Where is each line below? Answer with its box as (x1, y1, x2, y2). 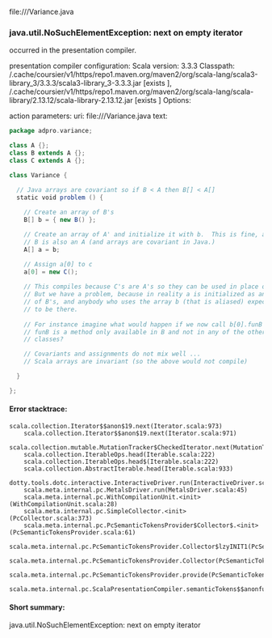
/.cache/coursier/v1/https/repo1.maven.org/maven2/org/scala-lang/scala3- (9, 70, 258, 79)
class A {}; (9, 142, 49, 150)
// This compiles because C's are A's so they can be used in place (23, 283, 259, 291)
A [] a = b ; (23, 245, 61, 253)
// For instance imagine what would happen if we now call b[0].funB (23, 320, 263, 329)
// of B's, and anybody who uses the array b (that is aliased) (23, 298, 245, 306)
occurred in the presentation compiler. (9, 45, 136, 55)
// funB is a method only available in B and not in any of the (23, 328, 245, 336)
